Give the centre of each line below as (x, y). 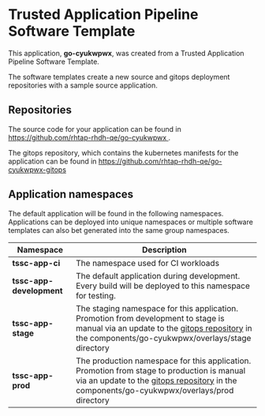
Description (164, 249)
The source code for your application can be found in (95, 129)
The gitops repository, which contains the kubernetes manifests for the (123, 152)
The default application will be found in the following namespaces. (116, 213)
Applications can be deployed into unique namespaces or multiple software (131, 222)
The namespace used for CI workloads (147, 263)
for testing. (96, 295)
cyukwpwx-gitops (37, 169)
